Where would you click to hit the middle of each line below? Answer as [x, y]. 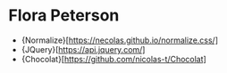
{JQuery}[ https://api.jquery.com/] [83, 49]
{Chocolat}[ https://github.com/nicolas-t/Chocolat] [113, 59]
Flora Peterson [64, 16]
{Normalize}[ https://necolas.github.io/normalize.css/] [120, 40]
